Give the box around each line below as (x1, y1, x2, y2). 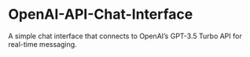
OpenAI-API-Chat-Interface (8, 5, 193, 23)
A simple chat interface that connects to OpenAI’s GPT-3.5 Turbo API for (8, 31, 242, 41)
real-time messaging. (8, 39, 77, 48)
